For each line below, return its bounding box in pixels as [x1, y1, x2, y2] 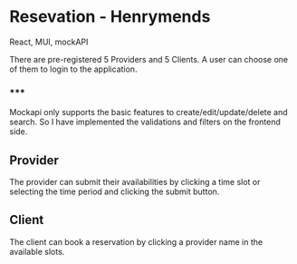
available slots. [9, 246, 65, 257]
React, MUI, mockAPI [9, 36, 89, 47]
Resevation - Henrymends [9, 6, 211, 27]
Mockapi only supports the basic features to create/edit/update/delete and [9, 107, 288, 118]
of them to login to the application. [9, 64, 138, 74]
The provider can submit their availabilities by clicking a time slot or [9, 177, 261, 188]
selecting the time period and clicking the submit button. [9, 186, 220, 197]
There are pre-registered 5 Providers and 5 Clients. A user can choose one [9, 54, 288, 64]
